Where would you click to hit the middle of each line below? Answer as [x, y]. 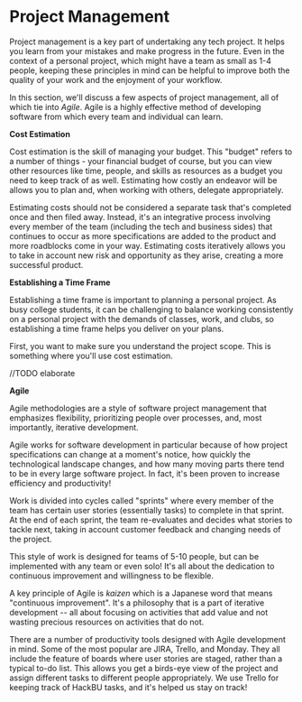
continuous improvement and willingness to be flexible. [112, 576]
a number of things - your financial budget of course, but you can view [141, 161]
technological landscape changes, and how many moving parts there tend [147, 464]
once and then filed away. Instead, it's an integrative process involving [140, 217]
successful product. [46, 264]
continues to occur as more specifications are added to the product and [143, 236]
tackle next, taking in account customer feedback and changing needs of [145, 529]
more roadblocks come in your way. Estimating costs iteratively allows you [147, 245]
